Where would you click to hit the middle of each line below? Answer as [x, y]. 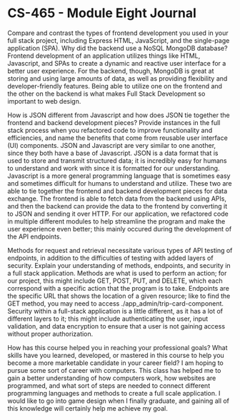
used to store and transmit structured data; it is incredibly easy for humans [117, 160]
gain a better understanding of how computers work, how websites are [112, 378]
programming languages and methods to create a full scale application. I [114, 393]
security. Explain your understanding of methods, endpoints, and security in [119, 265]
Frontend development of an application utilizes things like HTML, [104, 56]
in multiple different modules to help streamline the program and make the [116, 221]
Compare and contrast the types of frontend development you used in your [118, 33]
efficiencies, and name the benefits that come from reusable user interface [118, 138]
